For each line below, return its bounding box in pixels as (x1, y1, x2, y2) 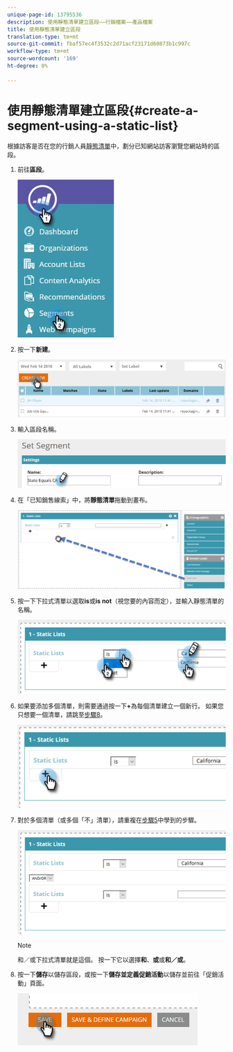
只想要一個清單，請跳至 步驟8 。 (17, 710, 107, 718)
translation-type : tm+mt (7, 33, 79, 40)
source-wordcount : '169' (7, 56, 79, 62)
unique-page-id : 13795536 (7, 11, 82, 18)
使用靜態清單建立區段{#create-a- (7, 103, 199, 118)
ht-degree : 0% (7, 62, 49, 69)
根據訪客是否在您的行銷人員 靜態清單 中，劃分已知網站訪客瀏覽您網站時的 (7, 142, 214, 150)
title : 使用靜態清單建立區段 (7, 26, 81, 33)
